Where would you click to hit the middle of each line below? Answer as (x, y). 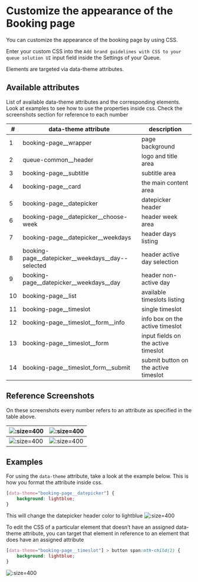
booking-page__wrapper (57, 143)
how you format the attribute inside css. (55, 483)
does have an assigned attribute (45, 540)
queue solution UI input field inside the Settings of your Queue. (83, 57)
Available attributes (43, 88)
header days (159, 234)
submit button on (165, 360)
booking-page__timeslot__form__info (74, 322)
